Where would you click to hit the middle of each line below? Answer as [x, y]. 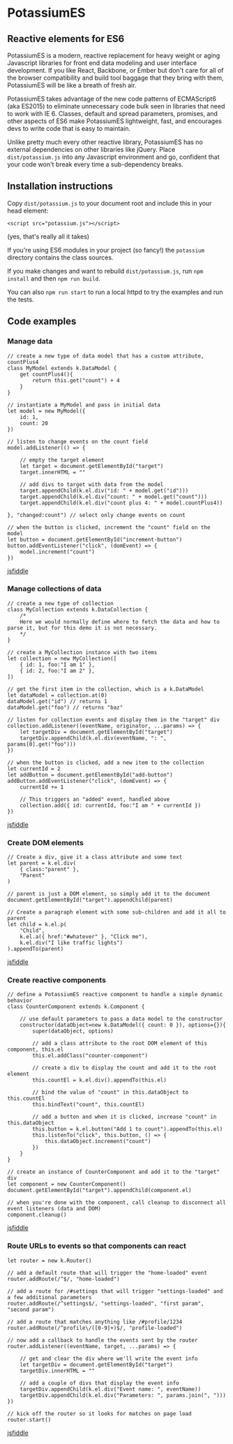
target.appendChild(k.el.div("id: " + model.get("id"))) [104, 490]
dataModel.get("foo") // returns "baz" [65, 707]
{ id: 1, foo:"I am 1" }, [58, 665]
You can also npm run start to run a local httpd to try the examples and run [115, 292]
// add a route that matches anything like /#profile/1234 [95, 1322]
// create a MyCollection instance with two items [82, 652]
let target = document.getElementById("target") [92, 466]
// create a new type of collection [60, 603]
